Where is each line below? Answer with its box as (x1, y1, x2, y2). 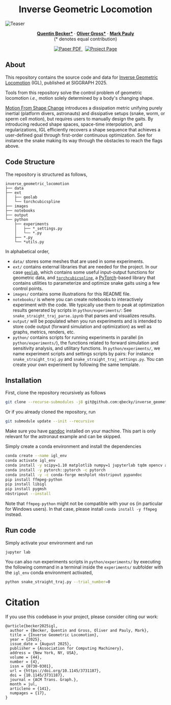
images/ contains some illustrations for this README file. (12, 290, 131, 297)
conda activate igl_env (5, 458, 56, 463)
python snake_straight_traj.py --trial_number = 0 (5, 579, 110, 584)
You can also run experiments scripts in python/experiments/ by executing (5, 558, 161, 564)
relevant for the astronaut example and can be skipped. (5, 434, 122, 440)
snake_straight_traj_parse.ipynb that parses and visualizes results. (12, 312, 156, 319)
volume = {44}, (10, 654, 42, 660)
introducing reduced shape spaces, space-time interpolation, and (5, 121, 143, 127)
